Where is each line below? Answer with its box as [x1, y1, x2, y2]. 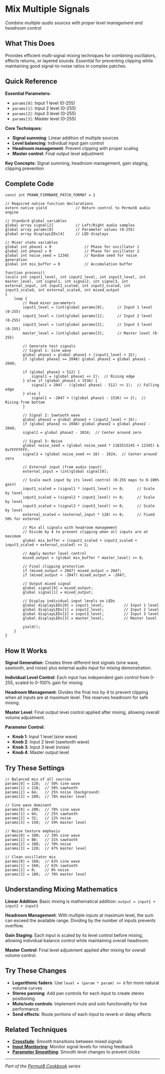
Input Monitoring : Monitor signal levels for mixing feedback [12, 1044, 134, 1050]
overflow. [5, 922, 24, 928]
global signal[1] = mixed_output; [23, 590, 93, 595]
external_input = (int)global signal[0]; [23, 469, 109, 474]
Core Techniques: [5, 125, 43, 131]
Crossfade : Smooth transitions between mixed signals [12, 1038, 123, 1044]
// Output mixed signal [23, 581, 71, 586]
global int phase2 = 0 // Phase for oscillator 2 [5, 249, 139, 254]
